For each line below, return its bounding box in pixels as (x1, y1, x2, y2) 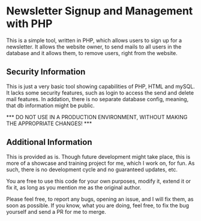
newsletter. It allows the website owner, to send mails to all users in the (6, 43, 182, 50)
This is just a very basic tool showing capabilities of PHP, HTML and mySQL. (6, 83, 195, 90)
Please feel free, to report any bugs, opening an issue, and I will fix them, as (6, 195, 194, 202)
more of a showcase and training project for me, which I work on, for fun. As (6, 159, 195, 166)
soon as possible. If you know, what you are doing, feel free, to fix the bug (6, 202, 190, 209)
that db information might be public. (6, 102, 95, 109)
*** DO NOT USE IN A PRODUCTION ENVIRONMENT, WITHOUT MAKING (6, 113, 188, 120)
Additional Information (6, 137, 92, 147)
